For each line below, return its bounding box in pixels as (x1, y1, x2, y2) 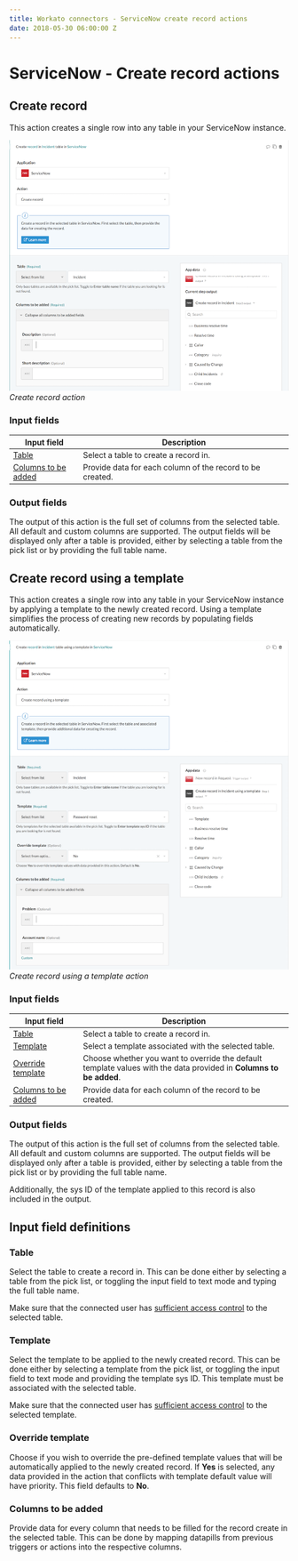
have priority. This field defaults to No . (9, 1480, 150, 1491)
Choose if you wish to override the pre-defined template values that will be (9, 1452, 283, 1462)
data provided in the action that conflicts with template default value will (9, 1470, 272, 1481)
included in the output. (9, 1194, 91, 1204)
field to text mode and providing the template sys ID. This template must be (9, 1373, 284, 1384)
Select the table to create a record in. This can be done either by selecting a (9, 1267, 286, 1277)
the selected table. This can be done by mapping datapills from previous (9, 1533, 274, 1542)
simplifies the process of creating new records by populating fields (9, 613, 254, 624)
